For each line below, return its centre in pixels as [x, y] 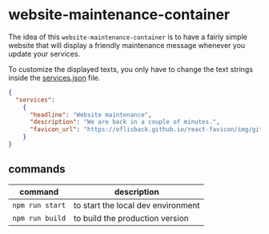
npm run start [39, 205]
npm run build [39, 218]
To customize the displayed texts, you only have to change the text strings [131, 69]
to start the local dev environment [137, 205]
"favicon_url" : [55, 129]
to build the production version [131, 218]
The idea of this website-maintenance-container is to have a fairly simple [128, 37]
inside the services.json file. [54, 77]
